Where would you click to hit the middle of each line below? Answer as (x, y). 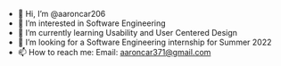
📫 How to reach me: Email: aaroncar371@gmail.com (114, 52)
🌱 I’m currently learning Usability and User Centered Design (128, 33)
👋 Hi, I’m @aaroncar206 (62, 14)
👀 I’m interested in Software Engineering (92, 23)
